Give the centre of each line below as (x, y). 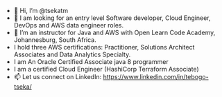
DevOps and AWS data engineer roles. (68, 25)
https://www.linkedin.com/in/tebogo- (156, 77)
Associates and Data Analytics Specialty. (72, 54)
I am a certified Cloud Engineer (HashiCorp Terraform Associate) (106, 69)
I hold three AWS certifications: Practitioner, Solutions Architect (104, 47)
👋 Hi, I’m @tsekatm (41, 11)
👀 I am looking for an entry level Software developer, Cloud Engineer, (112, 18)
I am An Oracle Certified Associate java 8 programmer (91, 62)
